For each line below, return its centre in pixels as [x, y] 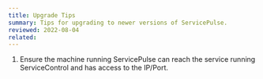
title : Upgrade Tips [42, 15]
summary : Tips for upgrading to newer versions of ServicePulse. [118, 23]
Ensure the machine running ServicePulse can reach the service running [137, 59]
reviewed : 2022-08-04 [44, 30]
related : [23, 37]
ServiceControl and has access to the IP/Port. [94, 68]
